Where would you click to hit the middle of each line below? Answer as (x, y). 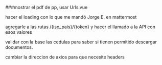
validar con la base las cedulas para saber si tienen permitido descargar (81, 42)
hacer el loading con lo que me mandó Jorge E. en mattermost (71, 17)
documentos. (19, 47)
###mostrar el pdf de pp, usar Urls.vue (47, 7)
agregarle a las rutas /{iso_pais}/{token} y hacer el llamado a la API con (80, 27)
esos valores (19, 32)
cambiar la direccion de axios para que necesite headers (65, 57)
